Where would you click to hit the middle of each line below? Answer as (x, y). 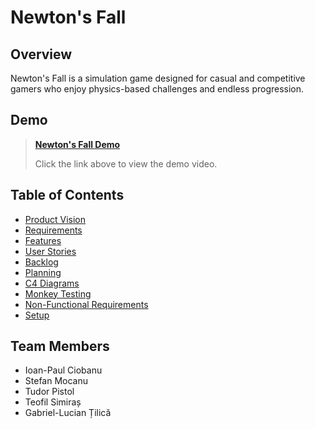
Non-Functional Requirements (86, 304)
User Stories (50, 251)
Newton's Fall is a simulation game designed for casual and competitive (158, 78)
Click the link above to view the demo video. (126, 163)
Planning (43, 272)
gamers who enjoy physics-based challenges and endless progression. (157, 89)
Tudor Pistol (49, 392)
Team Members (60, 346)
